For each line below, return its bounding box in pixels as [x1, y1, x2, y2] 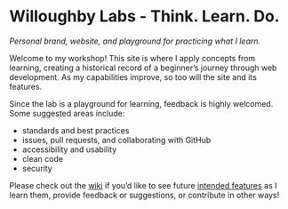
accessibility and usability [21, 144, 117, 155]
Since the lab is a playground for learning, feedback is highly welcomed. [9, 98, 274, 109]
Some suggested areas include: [9, 108, 125, 118]
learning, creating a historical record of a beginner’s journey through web [9, 62, 277, 73]
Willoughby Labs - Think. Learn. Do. [9, 6, 280, 27]
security [21, 163, 53, 173]
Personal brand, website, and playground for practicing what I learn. [9, 36, 261, 46]
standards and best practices [21, 125, 130, 135]
